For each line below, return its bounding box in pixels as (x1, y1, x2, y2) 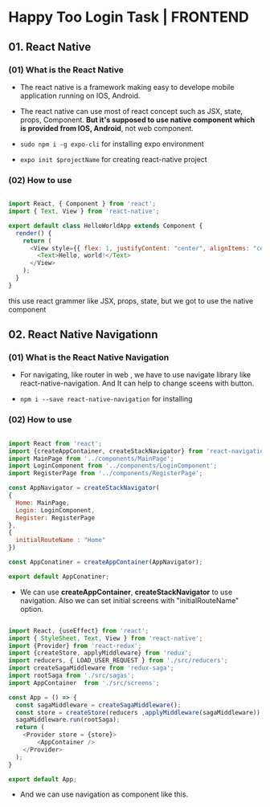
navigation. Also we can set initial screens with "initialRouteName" (19, 595, 239, 605)
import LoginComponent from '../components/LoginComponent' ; (8, 462, 218, 470)
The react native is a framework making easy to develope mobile (19, 82, 235, 92)
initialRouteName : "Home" (15, 536, 106, 544)
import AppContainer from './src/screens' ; (8, 679, 160, 687)
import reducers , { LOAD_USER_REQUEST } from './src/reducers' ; (8, 657, 228, 665)
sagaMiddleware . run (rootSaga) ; (15, 715, 121, 724)
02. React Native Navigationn (8, 328, 158, 341)
